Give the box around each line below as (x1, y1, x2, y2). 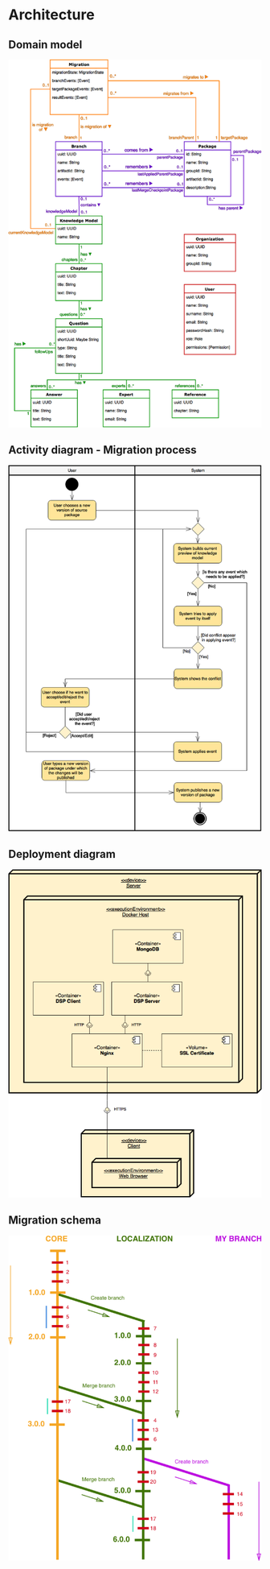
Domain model (8, 38, 83, 52)
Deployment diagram (8, 847, 117, 861)
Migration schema (8, 1214, 102, 1227)
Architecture (8, 6, 95, 24)
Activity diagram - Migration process (8, 443, 197, 457)
